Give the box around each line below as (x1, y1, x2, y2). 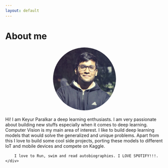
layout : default (5, 8, 39, 13)
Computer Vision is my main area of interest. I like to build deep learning (5, 127, 155, 133)
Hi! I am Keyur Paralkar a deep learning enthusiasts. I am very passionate (5, 116, 157, 122)
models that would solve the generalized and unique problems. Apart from (5, 132, 159, 138)
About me (5, 30, 47, 42)
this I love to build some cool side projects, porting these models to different (5, 137, 163, 143)
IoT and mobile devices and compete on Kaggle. (5, 143, 106, 149)
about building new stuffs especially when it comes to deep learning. (5, 121, 148, 128)
